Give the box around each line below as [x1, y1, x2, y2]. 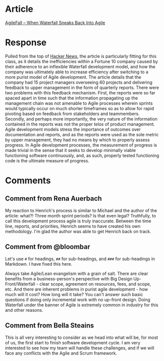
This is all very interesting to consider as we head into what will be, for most [5, 334, 158, 340]
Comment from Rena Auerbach [5, 194, 102, 203]
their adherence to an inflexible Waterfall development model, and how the [5, 63, 156, 69]
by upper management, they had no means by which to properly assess [5, 137, 150, 143]
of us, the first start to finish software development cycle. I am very [5, 339, 141, 345]
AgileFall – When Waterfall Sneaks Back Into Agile [5, 20, 105, 26]
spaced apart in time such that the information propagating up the [5, 95, 138, 101]
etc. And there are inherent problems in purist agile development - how [5, 286, 148, 292]
